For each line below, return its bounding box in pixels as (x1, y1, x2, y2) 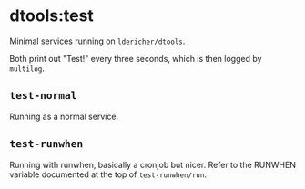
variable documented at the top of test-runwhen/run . (9, 169, 208, 180)
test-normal (9, 89, 77, 103)
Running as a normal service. (9, 111, 119, 122)
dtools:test (9, 5, 94, 26)
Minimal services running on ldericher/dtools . (9, 35, 186, 46)
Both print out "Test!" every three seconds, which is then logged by (9, 53, 262, 64)
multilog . (9, 63, 46, 74)
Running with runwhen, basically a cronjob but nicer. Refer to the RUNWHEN (9, 159, 296, 170)
